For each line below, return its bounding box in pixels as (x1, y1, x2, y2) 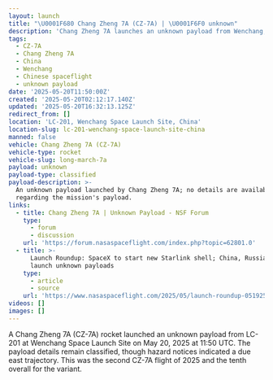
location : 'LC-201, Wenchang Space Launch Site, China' (8, 118, 201, 126)
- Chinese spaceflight (15, 72, 93, 81)
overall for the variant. (8, 364, 83, 373)
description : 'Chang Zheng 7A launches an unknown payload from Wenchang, (8, 27, 267, 35)
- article (29, 277, 63, 285)
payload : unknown (8, 164, 67, 172)
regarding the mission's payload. (15, 193, 132, 202)
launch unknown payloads (29, 261, 115, 269)
